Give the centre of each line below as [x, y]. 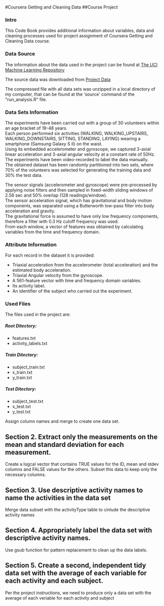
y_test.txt [21, 412]
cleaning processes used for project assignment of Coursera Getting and [79, 36]
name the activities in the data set [58, 498]
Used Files [18, 304]
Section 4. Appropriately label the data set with [79, 530]
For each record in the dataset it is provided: [50, 255]
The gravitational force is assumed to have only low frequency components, [82, 216]
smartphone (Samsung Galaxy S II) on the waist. [54, 144]
